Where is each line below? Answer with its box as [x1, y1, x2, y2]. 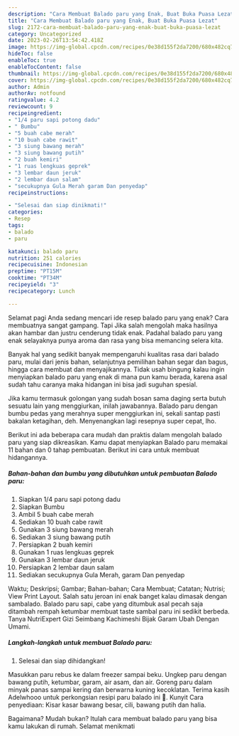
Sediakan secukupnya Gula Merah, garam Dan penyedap [18, 570, 185, 579]
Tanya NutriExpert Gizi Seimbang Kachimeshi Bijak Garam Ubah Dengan [8, 614, 219, 623]
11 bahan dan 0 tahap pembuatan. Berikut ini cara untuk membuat [8, 446, 199, 454]
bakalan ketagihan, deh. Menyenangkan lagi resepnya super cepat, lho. [8, 416, 217, 425]
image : [8, 43, 28, 51]
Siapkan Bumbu [18, 503, 65, 511]
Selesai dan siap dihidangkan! [18, 656, 106, 665]
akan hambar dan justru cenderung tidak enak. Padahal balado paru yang [8, 328, 223, 337]
